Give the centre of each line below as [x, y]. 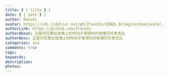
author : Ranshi [21, 19]
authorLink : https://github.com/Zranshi [49, 29]
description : [19, 62]
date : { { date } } [26, 15]
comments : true [21, 48]
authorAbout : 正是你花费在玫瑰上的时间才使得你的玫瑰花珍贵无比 [65, 33]
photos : [13, 66]
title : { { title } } [28, 10]
